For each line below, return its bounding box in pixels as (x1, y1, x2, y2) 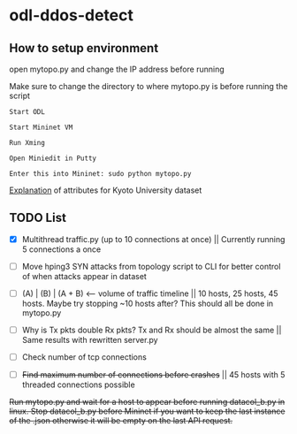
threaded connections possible (21, 379, 135, 390)
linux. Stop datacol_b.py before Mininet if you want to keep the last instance (9, 406, 286, 416)
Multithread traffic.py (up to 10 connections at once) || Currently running (21, 233, 286, 244)
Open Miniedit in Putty (9, 154, 97, 163)
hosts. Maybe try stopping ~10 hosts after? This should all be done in (21, 298, 274, 308)
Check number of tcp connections (21, 352, 148, 362)
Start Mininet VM (9, 123, 73, 132)
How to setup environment (9, 41, 159, 56)
